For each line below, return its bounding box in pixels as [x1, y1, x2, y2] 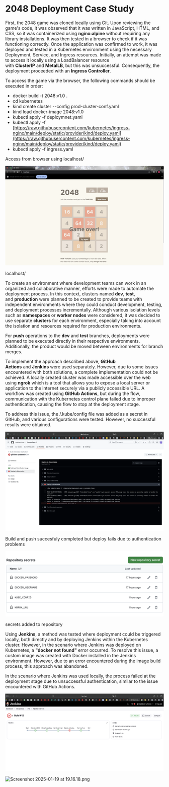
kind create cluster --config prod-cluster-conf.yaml [12, 103, 119, 109]
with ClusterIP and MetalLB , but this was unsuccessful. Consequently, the [5, 62, 160, 68]
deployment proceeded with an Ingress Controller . [5, 67, 111, 73]
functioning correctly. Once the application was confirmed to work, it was [5, 41, 157, 47]
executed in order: [5, 83, 43, 89]
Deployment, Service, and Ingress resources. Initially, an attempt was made [5, 51, 161, 58]
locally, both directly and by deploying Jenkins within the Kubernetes [5, 636, 148, 642]
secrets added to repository [5, 621, 63, 627]
